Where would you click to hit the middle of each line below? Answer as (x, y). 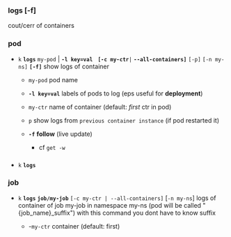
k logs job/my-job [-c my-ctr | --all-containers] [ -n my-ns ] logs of (117, 198)
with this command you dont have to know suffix (146, 213)
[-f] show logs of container (70, 66)
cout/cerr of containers (41, 26)
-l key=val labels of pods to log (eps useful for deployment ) (115, 93)
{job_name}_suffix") (47, 213)
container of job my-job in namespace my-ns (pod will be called (109, 205)
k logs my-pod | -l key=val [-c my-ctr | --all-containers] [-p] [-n (115, 59)
